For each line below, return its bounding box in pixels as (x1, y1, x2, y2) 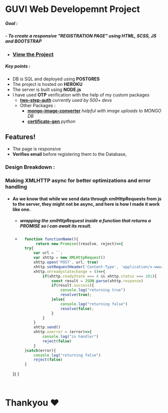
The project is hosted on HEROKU (12, 81, 83, 87)
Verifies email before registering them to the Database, (12, 151, 127, 157)
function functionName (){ (24, 236, 78, 242)
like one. (12, 206, 31, 212)
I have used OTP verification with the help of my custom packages (12, 91, 150, 98)
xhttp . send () (33, 325, 61, 330)
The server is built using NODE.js (12, 86, 81, 92)
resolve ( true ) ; (60, 292, 92, 298)
